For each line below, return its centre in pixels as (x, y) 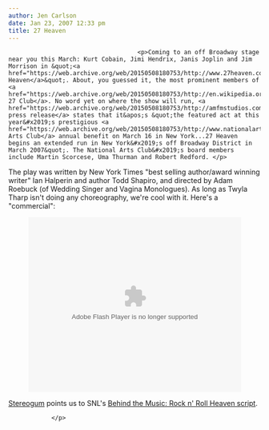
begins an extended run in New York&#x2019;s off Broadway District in (130, 143)
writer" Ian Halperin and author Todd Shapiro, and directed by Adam (121, 181)
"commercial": (32, 206)
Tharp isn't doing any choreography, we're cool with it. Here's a (113, 197)
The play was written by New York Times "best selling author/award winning (134, 172)
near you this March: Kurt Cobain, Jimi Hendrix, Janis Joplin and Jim (130, 60)
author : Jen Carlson (43, 16)
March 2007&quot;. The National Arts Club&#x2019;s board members (121, 150)
